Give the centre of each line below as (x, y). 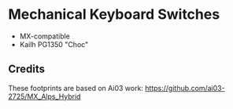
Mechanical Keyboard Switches (114, 15)
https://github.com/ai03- (185, 88)
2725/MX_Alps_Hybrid (44, 96)
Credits (27, 69)
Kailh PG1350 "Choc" (54, 44)
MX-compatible (45, 36)
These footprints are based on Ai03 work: (76, 88)
